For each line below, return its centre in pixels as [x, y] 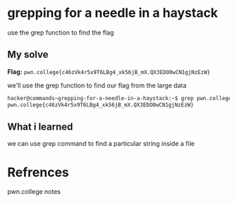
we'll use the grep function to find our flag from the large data [97, 85]
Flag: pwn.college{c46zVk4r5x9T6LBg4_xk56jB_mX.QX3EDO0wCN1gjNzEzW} [109, 71]
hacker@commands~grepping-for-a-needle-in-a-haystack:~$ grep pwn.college [120, 98]
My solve [28, 55]
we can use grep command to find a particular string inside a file [101, 144]
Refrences [38, 172]
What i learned [40, 127]
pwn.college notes [34, 192]
